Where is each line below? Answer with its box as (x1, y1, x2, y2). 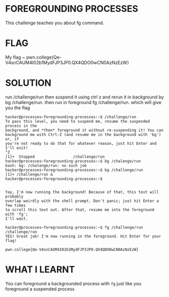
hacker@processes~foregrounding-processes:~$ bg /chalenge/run (5, 159, 141, 164)
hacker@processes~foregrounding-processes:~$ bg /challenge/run (5, 167, 143, 172)
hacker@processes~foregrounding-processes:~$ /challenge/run (5, 114, 137, 119)
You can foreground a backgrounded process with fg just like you (5, 280, 142, 286)
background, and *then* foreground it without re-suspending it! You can (5, 127, 164, 133)
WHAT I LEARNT (5, 264, 75, 275)
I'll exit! (5, 145, 28, 151)
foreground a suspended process (5, 286, 75, 292)
